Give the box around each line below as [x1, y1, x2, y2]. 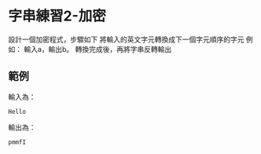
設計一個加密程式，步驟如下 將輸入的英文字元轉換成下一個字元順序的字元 [8, 35, 244, 44]
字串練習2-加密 [8, 7, 106, 25]
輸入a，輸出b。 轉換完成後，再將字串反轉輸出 [23, 44, 172, 53]
